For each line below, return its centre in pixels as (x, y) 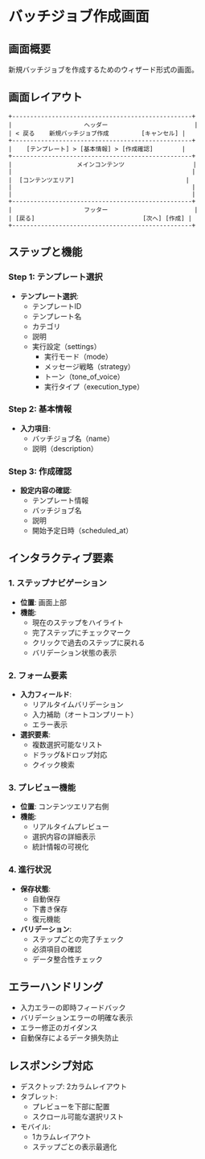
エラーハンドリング (56, 987)
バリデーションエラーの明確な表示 (76, 1017)
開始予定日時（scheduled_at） (82, 531)
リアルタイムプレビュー (71, 827)
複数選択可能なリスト (67, 745)
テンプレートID (57, 306)
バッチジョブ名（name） (73, 438)
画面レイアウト (45, 97)
